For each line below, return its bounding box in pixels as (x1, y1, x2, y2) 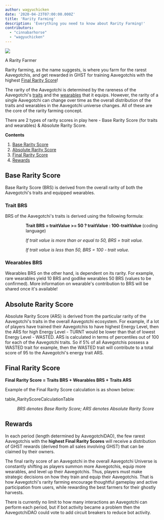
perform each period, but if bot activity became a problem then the (5, 504, 141, 510)
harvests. (5, 490, 24, 495)
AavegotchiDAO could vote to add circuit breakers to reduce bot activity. (5, 509, 151, 515)
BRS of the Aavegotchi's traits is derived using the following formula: (5, 213, 143, 219)
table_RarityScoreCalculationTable (5, 396, 74, 402)
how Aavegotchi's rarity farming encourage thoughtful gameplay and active (5, 479, 158, 485)
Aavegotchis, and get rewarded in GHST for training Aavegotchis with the (5, 72, 153, 78)
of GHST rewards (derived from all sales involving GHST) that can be (5, 443, 144, 449)
